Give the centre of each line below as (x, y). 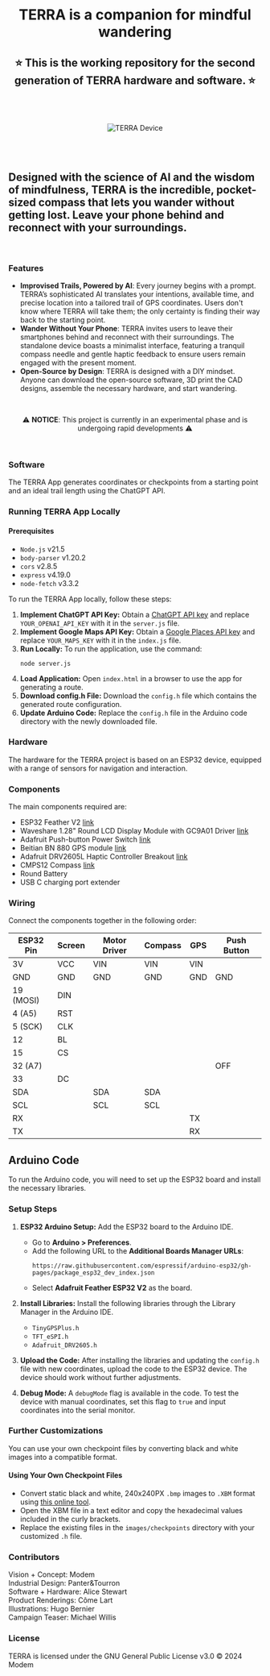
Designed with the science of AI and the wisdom (132, 178)
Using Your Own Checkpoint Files (65, 1475)
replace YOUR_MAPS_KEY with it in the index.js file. (100, 640)
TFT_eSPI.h (50, 1337)
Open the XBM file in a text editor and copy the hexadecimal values (131, 1511)
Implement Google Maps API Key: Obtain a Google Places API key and (137, 631)
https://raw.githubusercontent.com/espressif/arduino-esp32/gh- (142, 1266)
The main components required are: (67, 807)
